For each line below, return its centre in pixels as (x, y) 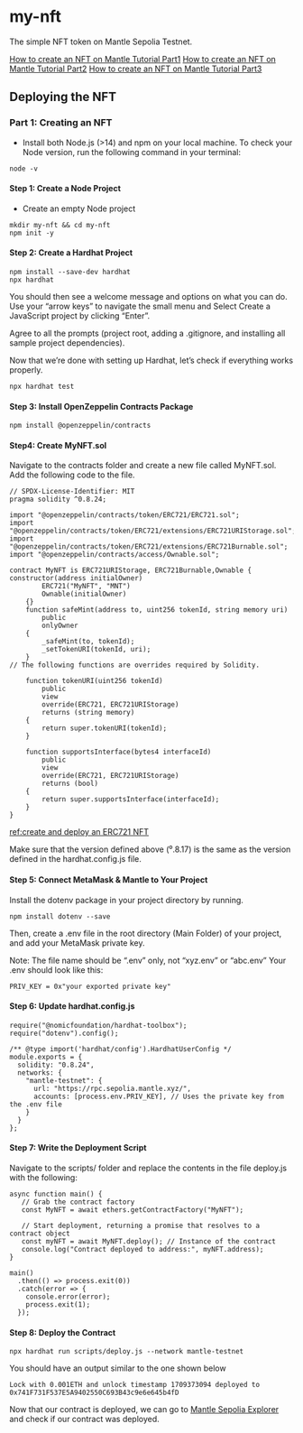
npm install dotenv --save (60, 916)
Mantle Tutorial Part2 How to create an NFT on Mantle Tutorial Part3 (136, 69)
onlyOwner (60, 626)
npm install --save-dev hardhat (70, 273)
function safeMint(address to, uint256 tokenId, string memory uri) (157, 610)
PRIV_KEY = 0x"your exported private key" (90, 986)
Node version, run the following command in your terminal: (132, 152)
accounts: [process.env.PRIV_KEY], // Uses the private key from (158, 1096)
